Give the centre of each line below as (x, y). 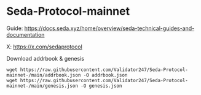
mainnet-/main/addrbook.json (44, 75)
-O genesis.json (101, 86)
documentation (26, 34)
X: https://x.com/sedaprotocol (45, 47)
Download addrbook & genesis (45, 58)
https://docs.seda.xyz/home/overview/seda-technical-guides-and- (109, 28)
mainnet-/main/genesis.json (42, 86)
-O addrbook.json (105, 75)
